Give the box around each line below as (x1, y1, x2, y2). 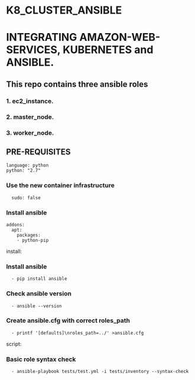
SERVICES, (6, 43, 61, 57)
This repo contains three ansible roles (6, 79, 148, 89)
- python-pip (17, 237, 49, 243)
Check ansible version (6, 290, 72, 298)
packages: (17, 232, 41, 238)
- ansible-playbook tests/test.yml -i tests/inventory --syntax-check (11, 369, 189, 375)
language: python (6, 163, 49, 168)
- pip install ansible (11, 276, 67, 282)
